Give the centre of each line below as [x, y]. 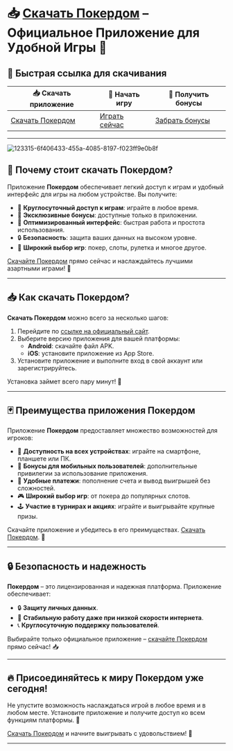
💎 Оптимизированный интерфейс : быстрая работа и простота [111, 222]
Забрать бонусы [182, 120]
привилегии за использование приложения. [82, 474]
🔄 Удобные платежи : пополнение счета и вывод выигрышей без [114, 481]
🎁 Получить [189, 94]
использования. [41, 230]
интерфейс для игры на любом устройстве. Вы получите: [92, 194]
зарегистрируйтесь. [47, 368]
